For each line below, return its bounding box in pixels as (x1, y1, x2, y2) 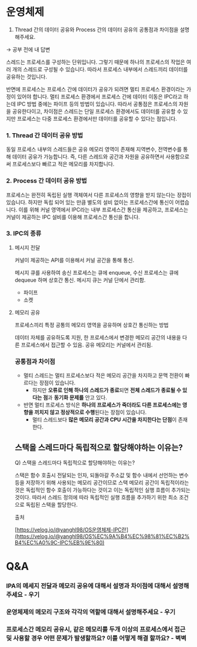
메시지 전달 (14, 244, 41, 251)
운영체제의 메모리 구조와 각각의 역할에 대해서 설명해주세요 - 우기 (6, 608, 176, 616)
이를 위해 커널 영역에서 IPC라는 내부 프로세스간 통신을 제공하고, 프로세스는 (18, 206, 189, 213)
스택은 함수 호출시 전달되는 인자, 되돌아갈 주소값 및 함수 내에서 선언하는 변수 (14, 471, 189, 478)
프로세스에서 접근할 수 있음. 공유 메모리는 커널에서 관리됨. (21, 341, 153, 348)
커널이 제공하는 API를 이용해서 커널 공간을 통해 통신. (14, 256, 135, 263)
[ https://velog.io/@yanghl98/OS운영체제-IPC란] (14, 526, 129, 533)
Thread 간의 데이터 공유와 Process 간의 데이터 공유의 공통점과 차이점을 (14, 26, 179, 33)
